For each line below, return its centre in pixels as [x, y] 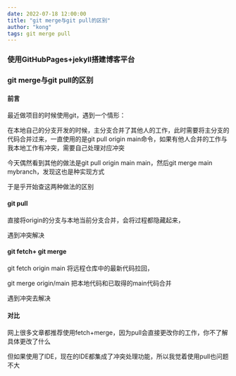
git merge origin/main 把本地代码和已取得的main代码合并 [89, 283]
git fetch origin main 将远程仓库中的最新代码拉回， [80, 268]
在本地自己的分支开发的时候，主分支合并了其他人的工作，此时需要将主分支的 [118, 131]
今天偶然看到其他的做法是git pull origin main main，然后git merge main [110, 163]
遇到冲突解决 [26, 235]
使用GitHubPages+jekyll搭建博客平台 [71, 59]
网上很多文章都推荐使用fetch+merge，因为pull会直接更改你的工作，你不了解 [118, 332]
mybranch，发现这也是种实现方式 [56, 172]
